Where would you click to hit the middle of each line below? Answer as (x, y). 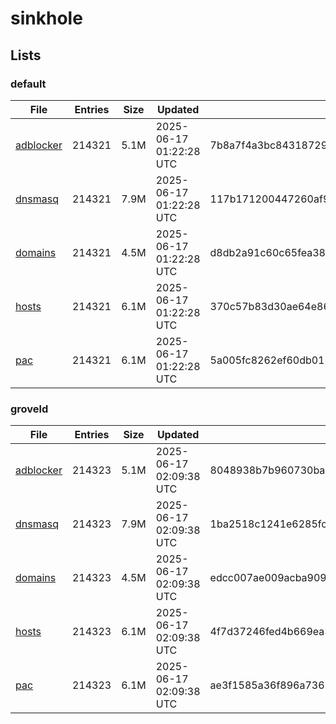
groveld (29, 409)
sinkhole (46, 18)
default (28, 84)
